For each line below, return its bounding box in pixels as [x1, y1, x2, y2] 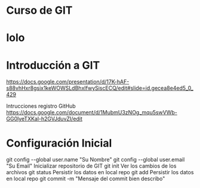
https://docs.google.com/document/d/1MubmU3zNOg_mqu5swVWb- [6, 109, 178, 116]
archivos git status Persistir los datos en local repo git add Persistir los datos [6, 169, 194, 176]
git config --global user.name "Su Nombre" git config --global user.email [6, 156, 185, 163]
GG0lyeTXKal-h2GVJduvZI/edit [6, 115, 82, 123]
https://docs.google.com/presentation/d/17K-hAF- [6, 78, 130, 86]
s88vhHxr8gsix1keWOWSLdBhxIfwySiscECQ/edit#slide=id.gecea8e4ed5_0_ [6, 84, 194, 92]
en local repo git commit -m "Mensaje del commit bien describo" [6, 175, 165, 183]
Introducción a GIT [6, 58, 100, 72]
